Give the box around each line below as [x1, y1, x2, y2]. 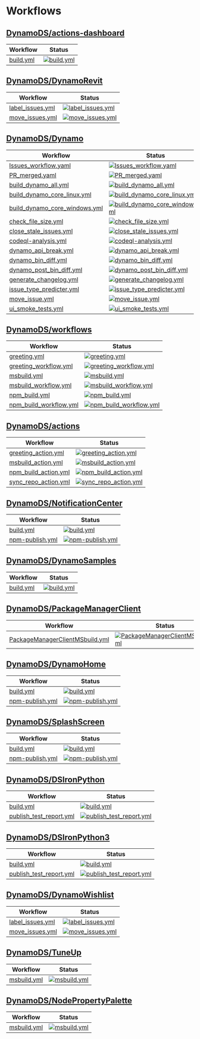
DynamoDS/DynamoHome [6, 659, 106, 669]
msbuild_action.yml [9, 458, 64, 467]
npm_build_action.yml [9, 468, 70, 476]
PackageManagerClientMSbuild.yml [9, 635, 110, 643]
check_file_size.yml [9, 217, 64, 225]
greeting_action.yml [9, 449, 64, 457]
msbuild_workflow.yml [9, 382, 72, 390]
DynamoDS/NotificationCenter [6, 498, 123, 508]
